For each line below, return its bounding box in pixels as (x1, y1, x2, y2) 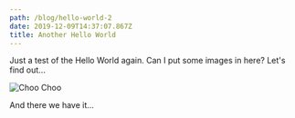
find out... (9, 64, 46, 75)
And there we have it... (9, 100, 94, 111)
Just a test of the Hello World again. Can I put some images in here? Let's (9, 55, 286, 66)
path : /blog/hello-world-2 (9, 13, 112, 23)
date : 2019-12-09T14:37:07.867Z (9, 22, 132, 31)
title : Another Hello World (9, 30, 117, 39)
